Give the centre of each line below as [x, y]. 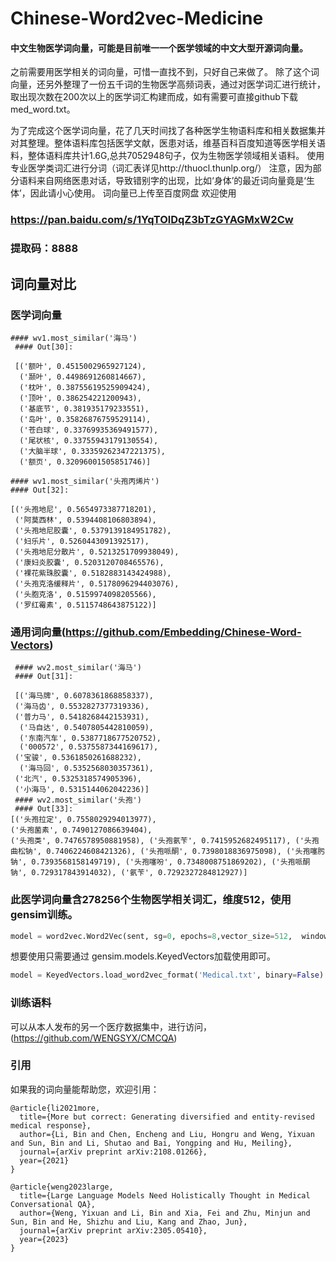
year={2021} [44, 1160]
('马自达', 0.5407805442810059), [86, 728]
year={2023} [44, 1239]
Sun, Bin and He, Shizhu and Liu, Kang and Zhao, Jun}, [129, 1222]
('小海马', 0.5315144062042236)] [82, 790]
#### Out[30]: [44, 347]
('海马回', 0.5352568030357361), [86, 768]
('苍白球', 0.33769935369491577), [89, 430]
